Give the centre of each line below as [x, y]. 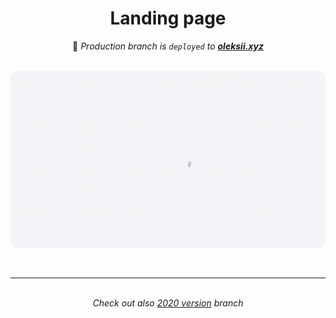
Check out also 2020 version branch [168, 303]
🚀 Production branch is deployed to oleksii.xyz [168, 46]
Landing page [168, 18]
